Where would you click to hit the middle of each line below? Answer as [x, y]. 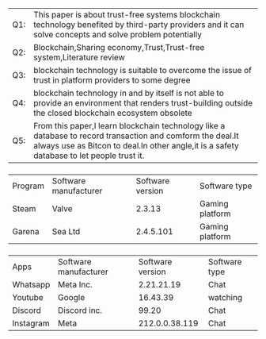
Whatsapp [31, 284]
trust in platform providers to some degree [112, 80]
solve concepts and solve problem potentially [117, 35]
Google [72, 297]
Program [28, 186]
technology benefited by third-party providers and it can [139, 25]
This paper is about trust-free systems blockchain [126, 15]
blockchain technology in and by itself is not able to [128, 93]
